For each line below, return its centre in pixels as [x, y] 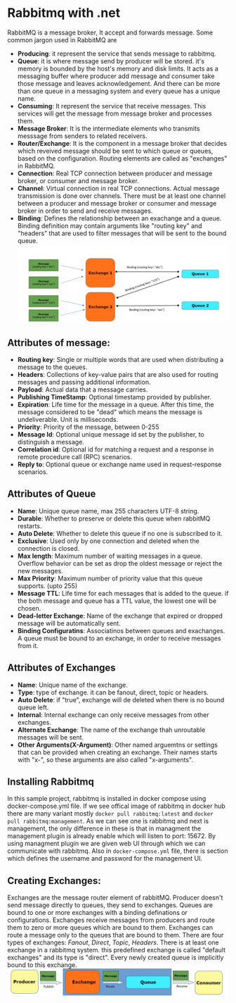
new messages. [40, 571]
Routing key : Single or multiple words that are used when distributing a [120, 359]
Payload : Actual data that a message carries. [83, 390]
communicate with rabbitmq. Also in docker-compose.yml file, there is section [118, 851]
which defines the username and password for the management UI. [105, 859]
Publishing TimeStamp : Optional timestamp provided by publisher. [114, 397]
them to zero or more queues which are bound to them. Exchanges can [110, 928]
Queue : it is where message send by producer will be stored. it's [111, 61]
